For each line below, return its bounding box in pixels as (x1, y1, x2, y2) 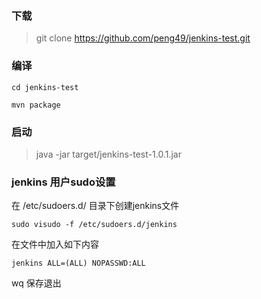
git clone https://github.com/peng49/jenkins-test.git (35, 32, 251, 44)
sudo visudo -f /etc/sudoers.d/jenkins (11, 220, 178, 230)
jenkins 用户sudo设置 (11, 175, 116, 189)
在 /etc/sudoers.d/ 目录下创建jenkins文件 (11, 200, 180, 212)
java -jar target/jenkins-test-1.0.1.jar (35, 148, 182, 160)
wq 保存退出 (11, 277, 62, 289)
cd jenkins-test (11, 82, 79, 92)
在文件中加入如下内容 (11, 238, 99, 251)
